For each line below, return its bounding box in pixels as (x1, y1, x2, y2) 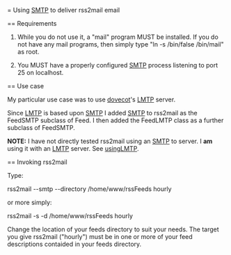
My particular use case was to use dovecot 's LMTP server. (7, 95, 176, 104)
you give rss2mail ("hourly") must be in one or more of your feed (7, 233, 193, 240)
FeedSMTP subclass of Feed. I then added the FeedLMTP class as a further (7, 116, 224, 124)
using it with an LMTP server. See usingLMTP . (7, 145, 139, 152)
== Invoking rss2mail (7, 158, 67, 166)
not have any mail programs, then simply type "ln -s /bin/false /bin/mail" (17, 40, 224, 48)
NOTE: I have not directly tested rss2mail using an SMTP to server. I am (7, 137, 213, 145)
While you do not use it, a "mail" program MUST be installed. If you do (17, 33, 219, 41)
